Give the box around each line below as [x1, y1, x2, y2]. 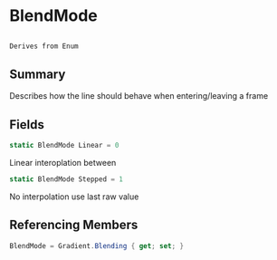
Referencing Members [9, 217, 138, 233]
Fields [9, 117, 45, 132]
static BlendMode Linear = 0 [9, 141, 119, 150]
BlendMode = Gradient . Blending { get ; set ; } [9, 241, 184, 250]
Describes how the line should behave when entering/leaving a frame [9, 91, 269, 101]
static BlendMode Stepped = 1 [9, 174, 124, 184]
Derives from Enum [9, 42, 79, 51]
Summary [9, 66, 66, 82]
